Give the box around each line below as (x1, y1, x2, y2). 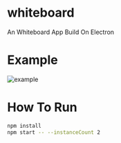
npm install (7, 122, 41, 129)
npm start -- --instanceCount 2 (7, 128, 100, 136)
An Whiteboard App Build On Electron (7, 28, 115, 36)
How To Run (7, 99, 77, 115)
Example (7, 52, 58, 68)
